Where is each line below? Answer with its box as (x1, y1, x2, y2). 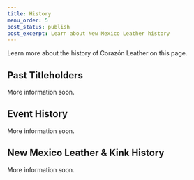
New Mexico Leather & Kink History (7, 147, 165, 159)
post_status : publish (7, 23, 70, 30)
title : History (7, 10, 52, 18)
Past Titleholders (7, 69, 84, 81)
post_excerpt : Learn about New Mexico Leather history (7, 29, 170, 37)
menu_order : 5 (7, 17, 49, 24)
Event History (7, 108, 68, 120)
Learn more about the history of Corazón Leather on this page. (7, 49, 188, 57)
